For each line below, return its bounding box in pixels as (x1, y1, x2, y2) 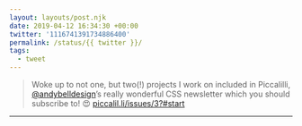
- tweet (17, 55, 47, 63)
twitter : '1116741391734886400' (9, 29, 130, 38)
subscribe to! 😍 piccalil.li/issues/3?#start (31, 98, 185, 108)
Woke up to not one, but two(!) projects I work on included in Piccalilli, (31, 80, 291, 89)
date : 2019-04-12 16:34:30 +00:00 (9, 21, 139, 30)
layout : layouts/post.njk (9, 13, 106, 22)
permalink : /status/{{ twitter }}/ (9, 38, 143, 47)
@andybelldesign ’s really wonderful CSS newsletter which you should (31, 88, 290, 99)
